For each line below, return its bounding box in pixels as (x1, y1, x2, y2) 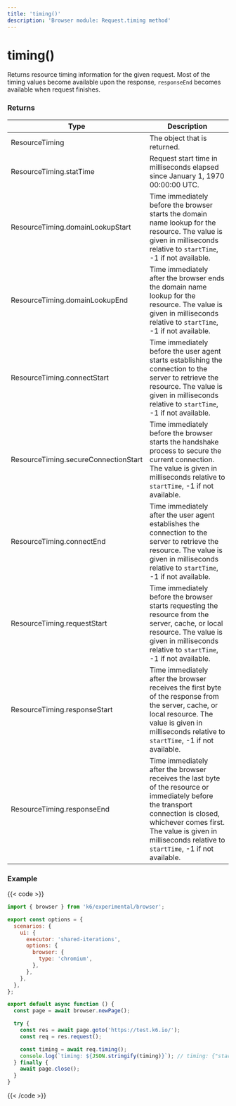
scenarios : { (13, 922, 52, 930)
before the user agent (149, 346, 221, 356)
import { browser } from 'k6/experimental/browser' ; (7, 903, 165, 911)
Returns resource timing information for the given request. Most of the (7, 70, 211, 79)
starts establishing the (149, 355, 223, 365)
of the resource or (149, 782, 209, 792)
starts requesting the (149, 600, 218, 610)
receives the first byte (149, 683, 222, 692)
